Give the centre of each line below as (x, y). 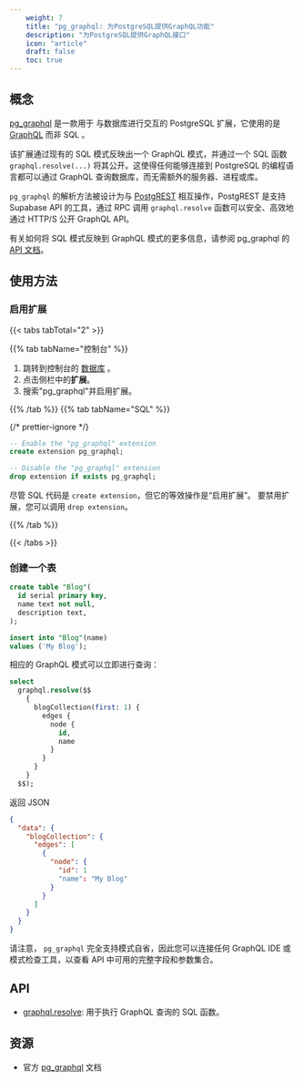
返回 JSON (30, 802)
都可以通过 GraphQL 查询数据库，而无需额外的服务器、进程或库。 (140, 176)
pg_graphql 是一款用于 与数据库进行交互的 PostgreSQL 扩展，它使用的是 (145, 123)
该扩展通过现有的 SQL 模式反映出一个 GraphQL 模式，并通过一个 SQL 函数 (148, 154)
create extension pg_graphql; (67, 452)
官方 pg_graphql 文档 (62, 1067)
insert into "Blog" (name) (58, 638)
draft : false (50, 52)
